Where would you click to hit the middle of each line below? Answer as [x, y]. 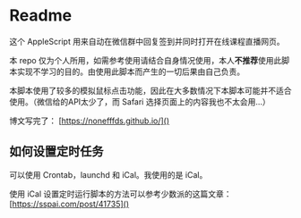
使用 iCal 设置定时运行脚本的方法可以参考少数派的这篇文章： [120, 194]
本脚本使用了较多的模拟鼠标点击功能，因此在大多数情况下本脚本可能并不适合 [150, 90]
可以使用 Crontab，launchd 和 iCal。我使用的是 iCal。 [108, 174]
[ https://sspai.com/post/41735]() [69, 204]
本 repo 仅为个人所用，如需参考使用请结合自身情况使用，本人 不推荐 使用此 [146, 60]
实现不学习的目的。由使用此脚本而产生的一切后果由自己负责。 [130, 71]
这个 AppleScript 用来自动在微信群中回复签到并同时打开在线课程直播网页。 [147, 41]
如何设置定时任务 [56, 151]
